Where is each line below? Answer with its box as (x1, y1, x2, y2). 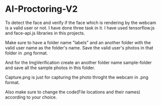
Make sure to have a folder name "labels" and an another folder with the (5, 39, 151, 45)
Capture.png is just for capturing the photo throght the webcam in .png (5, 74, 149, 80)
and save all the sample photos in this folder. (5, 65, 95, 71)
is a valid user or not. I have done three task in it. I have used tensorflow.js (5, 25, 155, 30)
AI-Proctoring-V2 (5, 3, 78, 15)
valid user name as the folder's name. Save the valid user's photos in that (5, 45, 154, 51)
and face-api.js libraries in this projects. (5, 30, 85, 36)
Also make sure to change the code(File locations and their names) (5, 89, 141, 95)
